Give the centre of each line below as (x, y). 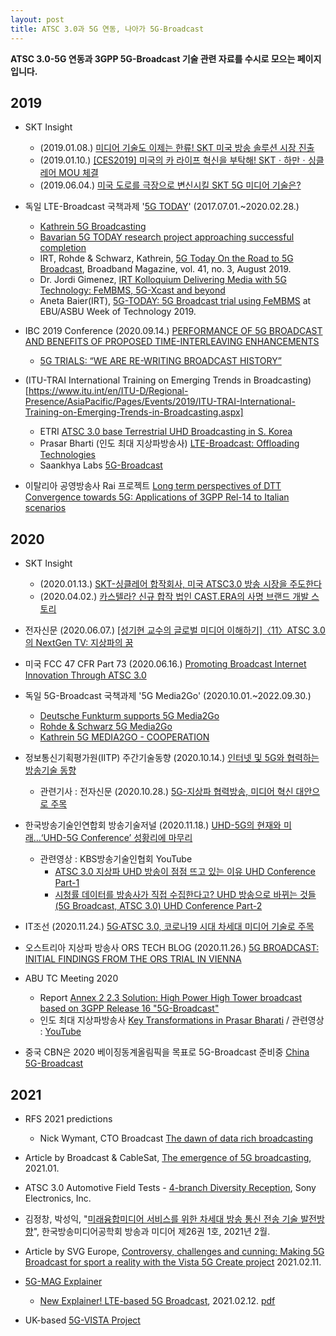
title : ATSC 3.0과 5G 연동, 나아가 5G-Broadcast (107, 29)
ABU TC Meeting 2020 (71, 978)
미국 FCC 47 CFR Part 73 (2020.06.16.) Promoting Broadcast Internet (165, 664)
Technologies (67, 455)
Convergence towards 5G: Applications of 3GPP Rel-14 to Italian (157, 497)
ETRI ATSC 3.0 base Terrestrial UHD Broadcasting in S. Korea (166, 432)
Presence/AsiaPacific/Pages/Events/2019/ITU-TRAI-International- (160, 402)
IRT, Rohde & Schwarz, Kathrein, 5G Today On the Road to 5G (166, 258)
